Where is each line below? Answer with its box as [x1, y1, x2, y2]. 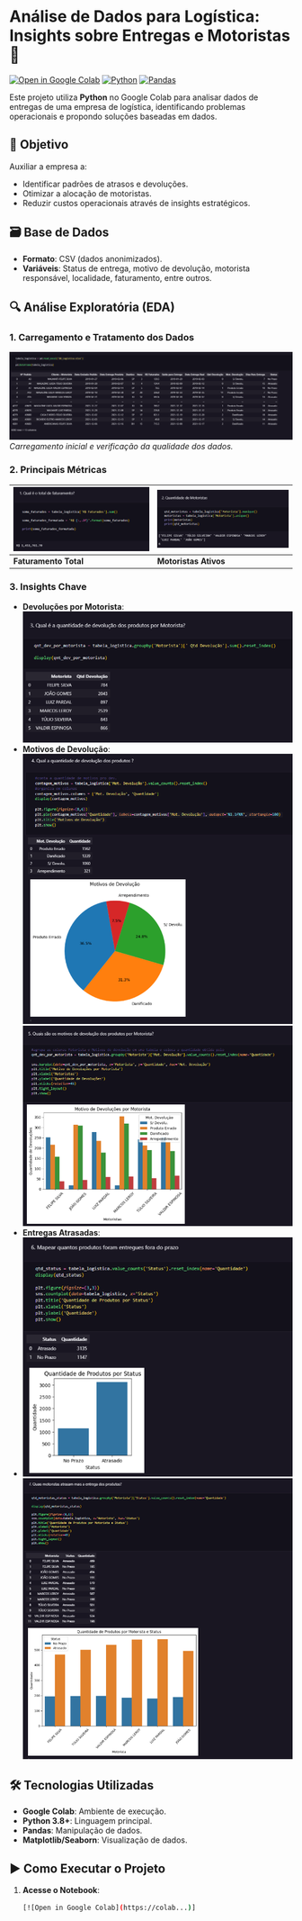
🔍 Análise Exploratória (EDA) [9, 299, 175, 314]
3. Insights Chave [9, 581, 87, 594]
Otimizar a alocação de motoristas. [22, 187, 152, 199]
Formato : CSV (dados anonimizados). [22, 253, 163, 264]
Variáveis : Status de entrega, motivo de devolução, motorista [22, 263, 250, 274]
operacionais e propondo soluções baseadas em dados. [9, 111, 218, 122]
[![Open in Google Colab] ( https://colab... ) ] [22, 1903, 196, 1913]
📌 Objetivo [9, 137, 69, 152]
